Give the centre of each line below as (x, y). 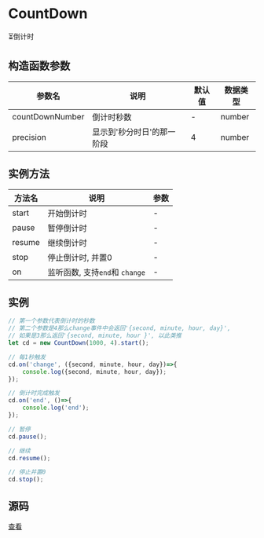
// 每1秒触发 (27, 357)
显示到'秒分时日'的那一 (134, 132)
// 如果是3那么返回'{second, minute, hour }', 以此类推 (95, 336)
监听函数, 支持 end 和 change (96, 272)
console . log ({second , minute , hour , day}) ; (95, 371)
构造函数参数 (39, 66)
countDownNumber (48, 116)
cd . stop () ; (26, 480)
